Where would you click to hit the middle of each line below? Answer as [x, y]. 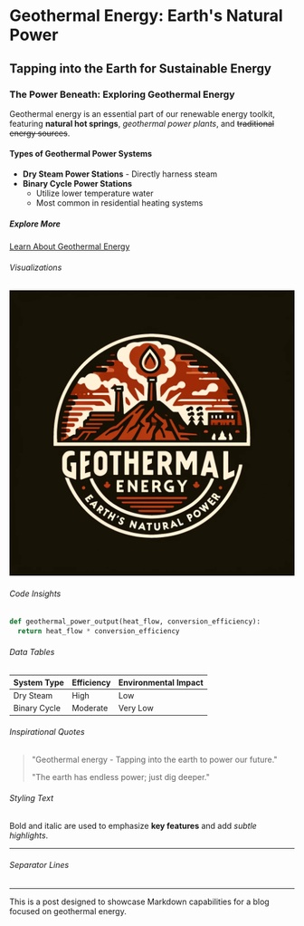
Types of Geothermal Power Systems [81, 154]
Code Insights [35, 593]
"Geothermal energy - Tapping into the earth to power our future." [154, 760]
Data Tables [32, 651]
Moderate [90, 709]
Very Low [136, 709]
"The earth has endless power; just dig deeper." [120, 777]
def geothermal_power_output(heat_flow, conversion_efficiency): [135, 622]
